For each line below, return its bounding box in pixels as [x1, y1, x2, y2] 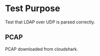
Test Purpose [5, 3, 60, 14]
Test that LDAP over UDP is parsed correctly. [5, 19, 95, 25]
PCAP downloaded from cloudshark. [5, 46, 79, 52]
